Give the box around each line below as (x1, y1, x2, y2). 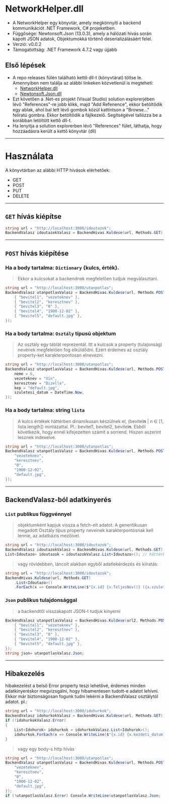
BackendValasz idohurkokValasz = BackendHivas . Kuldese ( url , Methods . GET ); (5, 713, 165, 718)
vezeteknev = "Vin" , (14, 376, 57, 381)
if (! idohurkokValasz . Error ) (5, 718, 66, 723)
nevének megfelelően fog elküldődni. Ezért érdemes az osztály (17, 347, 148, 353)
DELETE (12, 193, 30, 199)
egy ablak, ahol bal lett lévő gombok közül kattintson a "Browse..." (12, 106, 149, 112)
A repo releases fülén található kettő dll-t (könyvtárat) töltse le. (12, 74, 142, 81)
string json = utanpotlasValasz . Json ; (5, 651, 84, 656)
